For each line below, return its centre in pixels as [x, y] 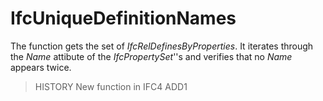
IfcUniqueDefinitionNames [123, 18]
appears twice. [41, 67]
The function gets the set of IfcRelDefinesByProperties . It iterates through [162, 46]
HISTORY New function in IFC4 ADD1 [111, 86]
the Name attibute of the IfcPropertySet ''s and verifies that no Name [151, 56]
